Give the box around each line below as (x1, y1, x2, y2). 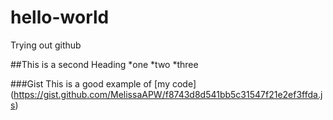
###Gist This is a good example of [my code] (10, 77, 197, 90)
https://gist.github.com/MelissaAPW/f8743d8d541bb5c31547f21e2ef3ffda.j (13, 88, 323, 100)
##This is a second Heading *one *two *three (10, 58, 199, 70)
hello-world (10, 6, 110, 29)
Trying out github (10, 39, 82, 51)
